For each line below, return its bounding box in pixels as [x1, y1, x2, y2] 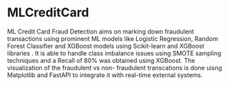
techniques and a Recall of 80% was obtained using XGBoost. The [7, 56, 195, 64]
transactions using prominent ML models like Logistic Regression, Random [7, 34, 219, 42]
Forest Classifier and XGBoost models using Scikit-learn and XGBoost [7, 42, 205, 50]
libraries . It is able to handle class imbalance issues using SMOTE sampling [7, 49, 221, 57]
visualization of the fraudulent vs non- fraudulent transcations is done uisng [7, 63, 222, 72]
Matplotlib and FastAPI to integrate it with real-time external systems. [7, 70, 203, 79]
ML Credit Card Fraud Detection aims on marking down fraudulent [7, 27, 195, 35]
